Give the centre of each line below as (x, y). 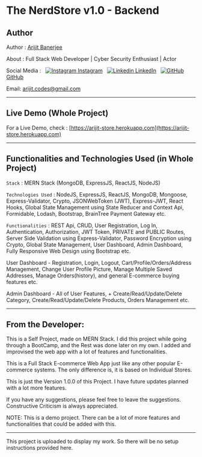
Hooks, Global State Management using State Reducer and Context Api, (95, 207)
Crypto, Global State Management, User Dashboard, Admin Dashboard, (95, 244)
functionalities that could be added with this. (61, 424)
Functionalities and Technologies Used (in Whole (100, 159)
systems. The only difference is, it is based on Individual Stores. (113, 370)
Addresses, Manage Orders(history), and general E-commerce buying (93, 276)
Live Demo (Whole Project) (57, 113)
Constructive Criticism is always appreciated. (62, 406)
